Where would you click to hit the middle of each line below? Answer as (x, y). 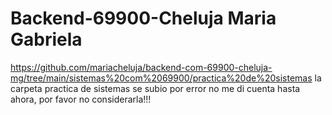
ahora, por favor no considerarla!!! (81, 99)
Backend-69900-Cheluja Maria (143, 18)
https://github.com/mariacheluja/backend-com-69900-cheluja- (141, 67)
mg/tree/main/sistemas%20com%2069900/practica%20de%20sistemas (161, 78)
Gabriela (46, 39)
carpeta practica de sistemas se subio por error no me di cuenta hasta (155, 88)
